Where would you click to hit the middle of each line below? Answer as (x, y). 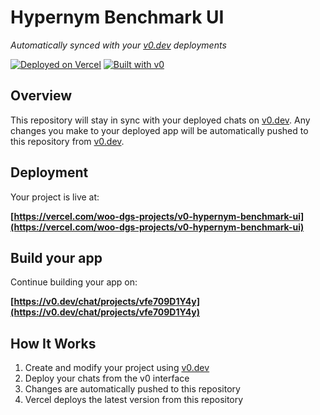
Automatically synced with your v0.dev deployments (118, 45)
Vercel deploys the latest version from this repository (134, 400)
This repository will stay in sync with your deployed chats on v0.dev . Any (160, 120)
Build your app (56, 257)
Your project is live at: (55, 197)
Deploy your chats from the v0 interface (107, 378)
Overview (41, 96)
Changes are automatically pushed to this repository (132, 389)
